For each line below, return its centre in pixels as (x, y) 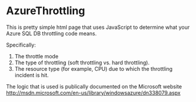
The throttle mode (36, 56)
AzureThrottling (46, 11)
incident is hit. (31, 75)
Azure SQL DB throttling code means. (52, 33)
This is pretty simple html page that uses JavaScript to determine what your (98, 27)
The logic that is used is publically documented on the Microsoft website (94, 86)
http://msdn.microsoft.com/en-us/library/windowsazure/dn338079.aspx (93, 93)
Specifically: (21, 45)
